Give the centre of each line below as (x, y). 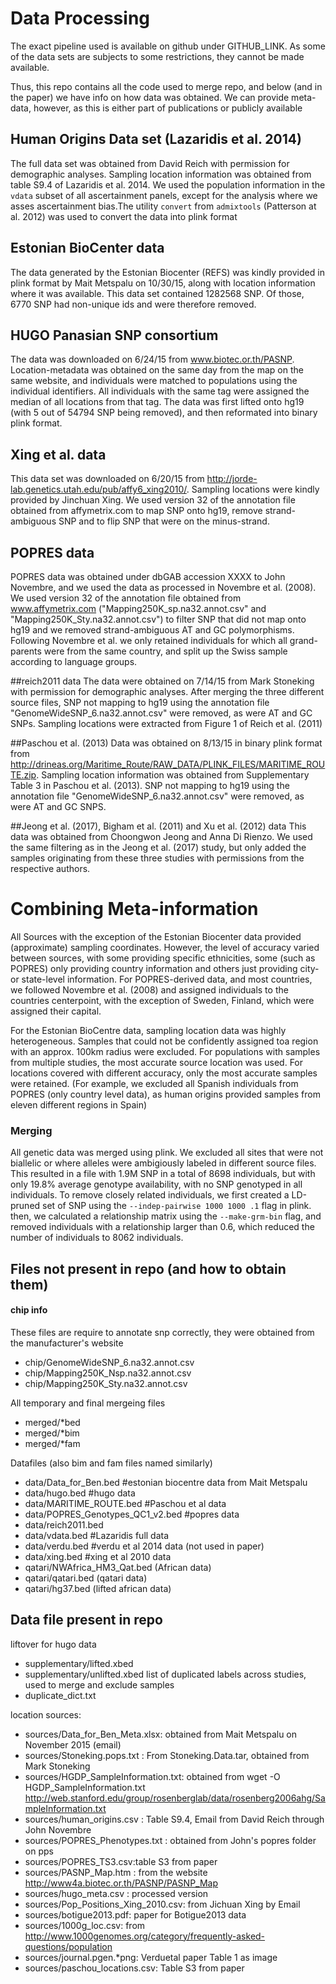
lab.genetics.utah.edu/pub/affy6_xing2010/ (98, 489)
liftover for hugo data (53, 1644)
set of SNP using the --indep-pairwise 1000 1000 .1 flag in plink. (177, 1206)
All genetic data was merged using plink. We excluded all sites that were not (167, 1153)
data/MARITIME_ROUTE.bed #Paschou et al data (125, 1503)
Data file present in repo (86, 1620)
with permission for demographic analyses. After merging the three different (167, 691)
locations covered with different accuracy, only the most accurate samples (164, 1073)
